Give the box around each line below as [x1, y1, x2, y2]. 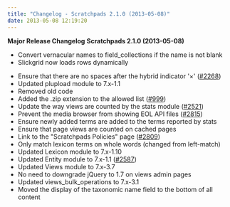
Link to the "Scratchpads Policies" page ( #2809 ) [17, 132, 161, 141]
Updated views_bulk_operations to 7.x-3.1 [17, 177, 140, 186]
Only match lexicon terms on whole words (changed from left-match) [17, 139, 221, 148]
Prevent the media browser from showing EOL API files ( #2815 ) [17, 110, 203, 118]
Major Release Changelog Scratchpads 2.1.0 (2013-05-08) [7, 36, 185, 45]
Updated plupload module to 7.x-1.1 [17, 79, 121, 87]
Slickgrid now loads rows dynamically [17, 58, 129, 66]
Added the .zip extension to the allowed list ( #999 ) [17, 94, 167, 103]
